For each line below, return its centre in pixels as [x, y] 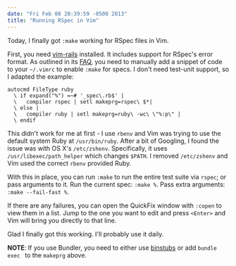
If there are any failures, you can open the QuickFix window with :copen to [114, 205]
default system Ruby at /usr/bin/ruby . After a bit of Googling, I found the [113, 141]
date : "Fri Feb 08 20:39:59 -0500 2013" [68, 14]
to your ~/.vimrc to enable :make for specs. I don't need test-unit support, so [118, 69]
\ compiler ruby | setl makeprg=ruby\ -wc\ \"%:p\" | [97, 114]
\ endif [25, 120]
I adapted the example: [41, 76]
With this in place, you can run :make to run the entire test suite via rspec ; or [117, 177]
